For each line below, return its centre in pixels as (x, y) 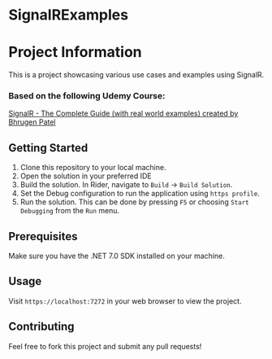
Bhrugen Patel (32, 122)
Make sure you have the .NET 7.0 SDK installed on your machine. (117, 256)
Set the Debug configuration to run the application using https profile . (140, 194)
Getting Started (48, 148)
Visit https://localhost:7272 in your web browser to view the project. (125, 301)
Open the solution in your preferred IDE (86, 176)
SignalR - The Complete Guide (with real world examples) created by (123, 114)
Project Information (75, 53)
